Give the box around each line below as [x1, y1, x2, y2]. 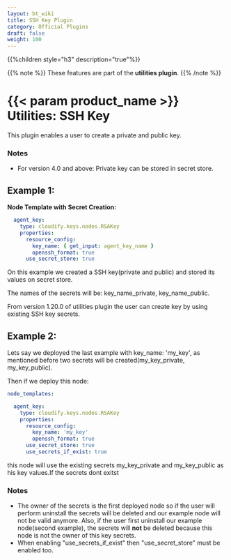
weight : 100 [7, 36, 42, 43]
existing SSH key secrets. [7, 310, 81, 318]
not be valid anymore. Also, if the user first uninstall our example [17, 517, 202, 525]
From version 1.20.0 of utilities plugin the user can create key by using [7, 303, 208, 311]
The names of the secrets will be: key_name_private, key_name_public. [7, 289, 210, 297]
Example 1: [7, 184, 55, 196]
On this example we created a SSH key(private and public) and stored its [7, 268, 216, 276]
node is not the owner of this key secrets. [17, 531, 137, 540]
